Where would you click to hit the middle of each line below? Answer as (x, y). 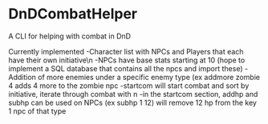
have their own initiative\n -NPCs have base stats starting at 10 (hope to (127, 60)
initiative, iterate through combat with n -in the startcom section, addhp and (133, 94)
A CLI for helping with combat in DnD (69, 36)
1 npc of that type (37, 111)
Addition (22, 77)
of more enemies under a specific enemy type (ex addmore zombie (149, 77)
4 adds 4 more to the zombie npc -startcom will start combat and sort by (129, 86)
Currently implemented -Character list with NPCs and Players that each (126, 51)
